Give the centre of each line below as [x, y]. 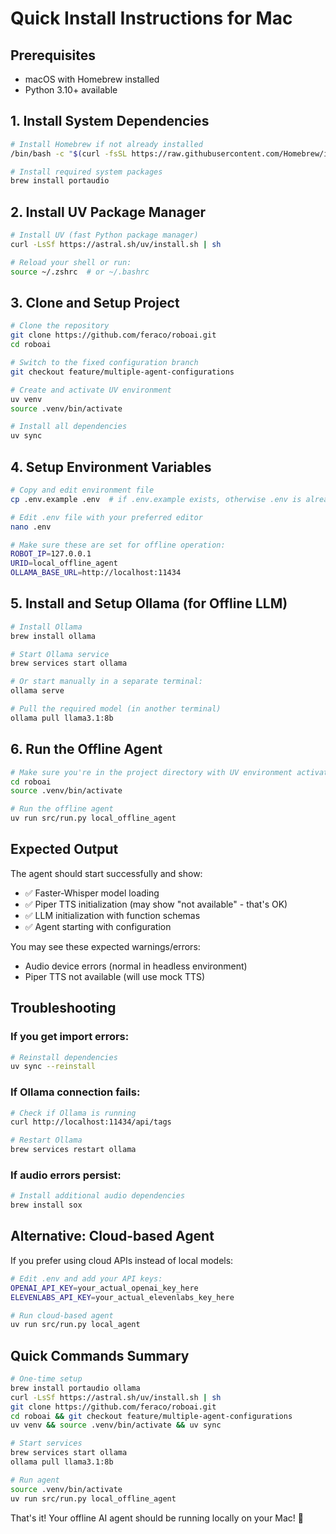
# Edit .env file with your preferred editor [106, 517]
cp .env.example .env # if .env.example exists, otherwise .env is [156, 499]
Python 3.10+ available [71, 90]
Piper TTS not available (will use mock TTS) [115, 976]
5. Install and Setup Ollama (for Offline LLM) [149, 603]
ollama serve [37, 691]
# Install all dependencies [69, 427]
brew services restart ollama [73, 1150]
